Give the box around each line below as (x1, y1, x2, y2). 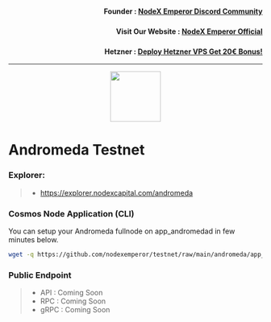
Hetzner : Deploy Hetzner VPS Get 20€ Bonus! (104, 47, 263, 56)
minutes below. (8, 234, 59, 244)
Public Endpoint (8, 269, 72, 280)
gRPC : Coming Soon (40, 305, 110, 315)
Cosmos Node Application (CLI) (8, 208, 135, 219)
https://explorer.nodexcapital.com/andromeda (40, 188, 194, 197)
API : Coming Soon (40, 288, 103, 298)
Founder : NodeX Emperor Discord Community (103, 6, 263, 16)
